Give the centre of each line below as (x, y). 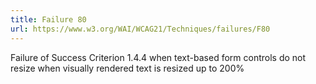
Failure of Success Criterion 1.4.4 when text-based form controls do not (158, 57)
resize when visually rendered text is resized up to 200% (127, 68)
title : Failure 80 (48, 19)
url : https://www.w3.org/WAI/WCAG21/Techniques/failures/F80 (140, 29)
